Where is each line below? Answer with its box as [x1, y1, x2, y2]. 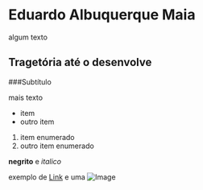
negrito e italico [8, 156, 62, 166]
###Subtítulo [8, 76, 52, 86]
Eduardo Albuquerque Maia [8, 6, 196, 24]
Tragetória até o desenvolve [8, 56, 152, 69]
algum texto [8, 32, 48, 42]
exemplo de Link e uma [8, 171, 86, 182]
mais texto [8, 93, 43, 102]
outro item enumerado [19, 141, 94, 151]
